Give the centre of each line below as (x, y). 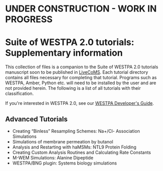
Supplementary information (64, 53)
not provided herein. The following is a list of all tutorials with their (73, 88)
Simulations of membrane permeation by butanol (63, 141)
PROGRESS (29, 19)
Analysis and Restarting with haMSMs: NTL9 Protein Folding (74, 147)
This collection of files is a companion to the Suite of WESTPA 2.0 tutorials (82, 67)
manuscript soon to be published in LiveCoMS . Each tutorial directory (77, 72)
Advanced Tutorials (36, 119)
